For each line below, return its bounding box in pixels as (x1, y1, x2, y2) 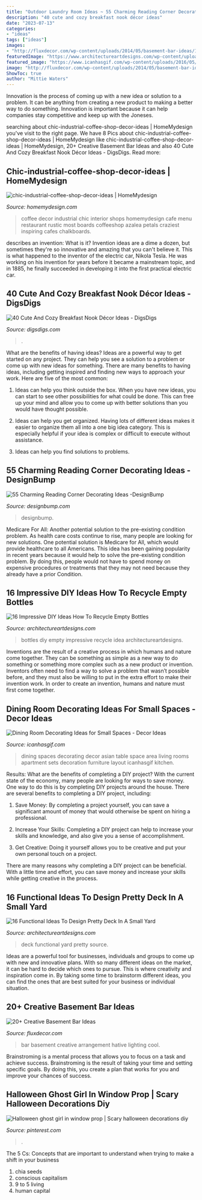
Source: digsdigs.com (6, 325, 61, 333)
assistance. (14, 436, 44, 443)
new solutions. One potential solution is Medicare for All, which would (6, 538, 179, 546)
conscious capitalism (14, 1174, 68, 1181)
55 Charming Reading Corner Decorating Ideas (6, 466, 185, 476)
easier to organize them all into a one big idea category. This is (14, 423, 171, 431)
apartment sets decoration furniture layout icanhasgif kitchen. (20, 759, 174, 766)
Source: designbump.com (6, 502, 70, 509)
